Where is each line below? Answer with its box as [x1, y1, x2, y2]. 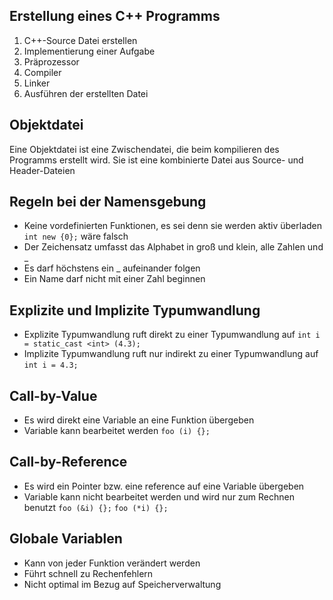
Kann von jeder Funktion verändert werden [23, 557, 201, 569]
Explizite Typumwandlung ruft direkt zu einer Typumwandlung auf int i [23, 329, 321, 341]
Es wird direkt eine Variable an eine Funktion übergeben [23, 414, 255, 426]
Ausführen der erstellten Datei [23, 87, 149, 99]
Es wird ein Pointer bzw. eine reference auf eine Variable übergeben [23, 480, 305, 492]
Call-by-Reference [9, 454, 128, 471]
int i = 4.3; [23, 360, 79, 371]
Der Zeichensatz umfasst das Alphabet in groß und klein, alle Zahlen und [23, 241, 324, 253]
